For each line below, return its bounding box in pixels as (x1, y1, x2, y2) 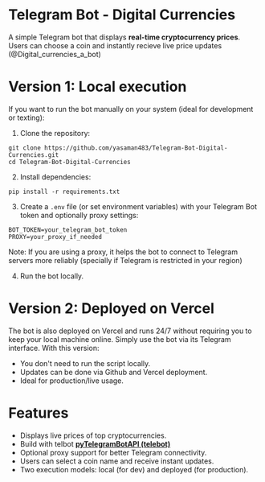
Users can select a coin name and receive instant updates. (19, 456, 214, 466)
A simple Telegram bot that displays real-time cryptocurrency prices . (8, 32, 241, 42)
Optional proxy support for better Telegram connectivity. (19, 447, 207, 457)
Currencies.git (8, 150, 59, 159)
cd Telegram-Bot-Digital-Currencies (8, 158, 131, 166)
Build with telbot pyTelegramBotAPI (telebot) (19, 439, 171, 448)
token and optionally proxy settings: (19, 210, 139, 220)
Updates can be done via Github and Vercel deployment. (19, 367, 208, 377)
